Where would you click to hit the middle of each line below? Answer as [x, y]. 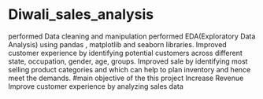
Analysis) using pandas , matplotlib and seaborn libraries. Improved [117, 44]
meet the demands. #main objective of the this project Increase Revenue [126, 78]
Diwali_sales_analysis [81, 15]
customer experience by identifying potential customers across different [125, 53]
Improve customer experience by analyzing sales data [96, 86]
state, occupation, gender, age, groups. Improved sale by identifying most [128, 61]
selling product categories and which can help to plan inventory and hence [130, 69]
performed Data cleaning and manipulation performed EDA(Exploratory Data [132, 36]
